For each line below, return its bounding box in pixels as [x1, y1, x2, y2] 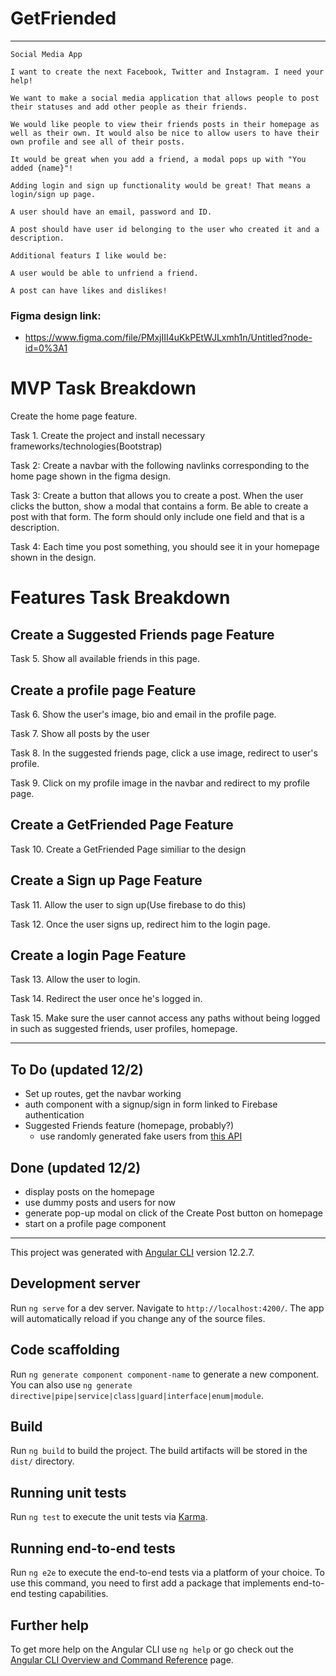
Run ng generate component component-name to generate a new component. [10, 1368, 320, 1380]
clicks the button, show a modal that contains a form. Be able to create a [10, 500, 309, 512]
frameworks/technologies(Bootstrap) [10, 440, 163, 452]
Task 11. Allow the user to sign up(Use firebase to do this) [10, 898, 247, 911]
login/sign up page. [10, 189, 97, 199]
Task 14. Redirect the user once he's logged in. [10, 993, 203, 1005]
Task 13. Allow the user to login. [10, 973, 141, 986]
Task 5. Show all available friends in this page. [10, 653, 201, 665]
